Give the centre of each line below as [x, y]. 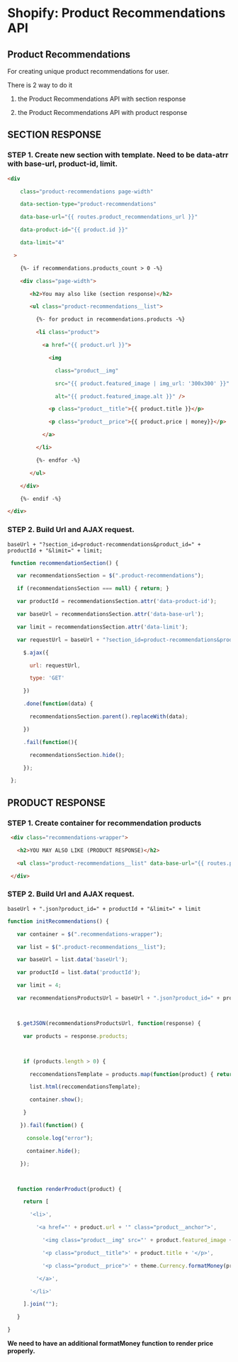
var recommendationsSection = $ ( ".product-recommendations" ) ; [110, 576]
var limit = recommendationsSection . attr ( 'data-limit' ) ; [103, 627]
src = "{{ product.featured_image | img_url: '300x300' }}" [142, 383]
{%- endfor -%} [58, 460]
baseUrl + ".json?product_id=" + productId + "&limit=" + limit [104, 909]
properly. [21, 1351]
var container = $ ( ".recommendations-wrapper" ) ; [90, 934]
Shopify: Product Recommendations [117, 13]
